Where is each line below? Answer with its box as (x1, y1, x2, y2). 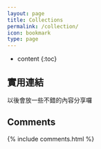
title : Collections (7, 17, 64, 23)
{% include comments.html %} (7, 135, 95, 143)
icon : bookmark (7, 29, 51, 37)
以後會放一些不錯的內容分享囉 (7, 96, 92, 104)
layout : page (7, 10, 45, 17)
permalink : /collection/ (7, 23, 79, 30)
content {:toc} (17, 54, 57, 63)
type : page (7, 36, 39, 43)
